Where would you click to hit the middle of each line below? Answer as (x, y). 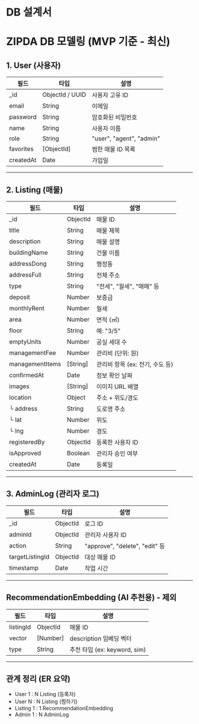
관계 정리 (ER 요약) (38, 679)
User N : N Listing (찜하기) (46, 701)
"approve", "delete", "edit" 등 (125, 546)
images (19, 386)
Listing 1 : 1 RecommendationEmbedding (64, 709)
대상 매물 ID (100, 557)
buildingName (29, 252)
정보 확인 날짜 (114, 375)
